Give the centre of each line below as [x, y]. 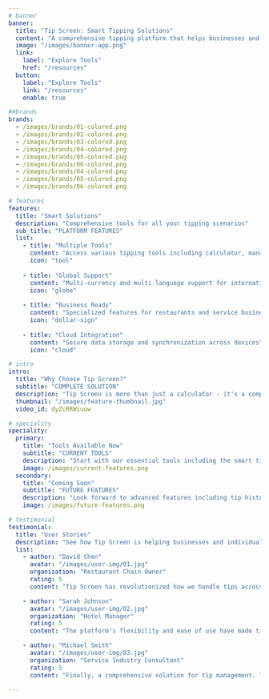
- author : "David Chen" [62, 557]
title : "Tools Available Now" [73, 446]
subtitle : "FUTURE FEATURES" [71, 490]
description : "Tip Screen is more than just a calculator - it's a [130, 394]
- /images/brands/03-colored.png [71, 142]
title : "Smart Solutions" [59, 216]
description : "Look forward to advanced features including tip [132, 498]
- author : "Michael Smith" [68, 645]
